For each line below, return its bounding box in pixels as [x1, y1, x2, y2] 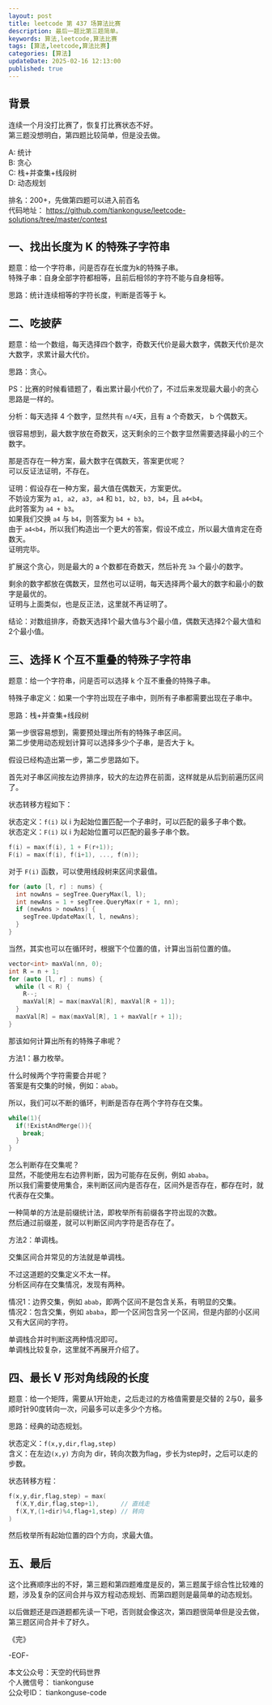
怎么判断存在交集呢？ [8, 1160, 79, 1170]
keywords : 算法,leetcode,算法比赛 [8, 34, 117, 43]
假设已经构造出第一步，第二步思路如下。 [8, 755, 143, 764]
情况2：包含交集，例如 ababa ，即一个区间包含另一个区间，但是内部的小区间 [8, 1307, 261, 1317]
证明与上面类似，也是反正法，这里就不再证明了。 [8, 599, 172, 609]
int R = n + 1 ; [8, 967, 60, 975]
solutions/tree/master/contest [8, 214, 108, 224]
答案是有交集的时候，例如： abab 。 [8, 1081, 123, 1090]
